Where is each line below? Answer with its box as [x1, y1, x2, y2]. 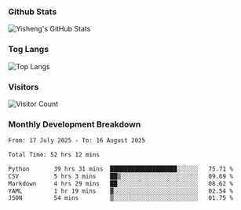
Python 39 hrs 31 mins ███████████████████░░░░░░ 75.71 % [8, 164, 234, 173]
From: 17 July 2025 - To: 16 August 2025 [8, 137, 146, 145]
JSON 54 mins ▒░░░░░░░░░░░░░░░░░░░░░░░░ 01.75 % [8, 194, 234, 202]
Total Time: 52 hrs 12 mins [8, 151, 100, 159]
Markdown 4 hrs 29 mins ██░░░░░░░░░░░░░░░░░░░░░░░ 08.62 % [8, 179, 234, 187]
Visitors [8, 81, 39, 92]
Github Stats [8, 6, 57, 17]
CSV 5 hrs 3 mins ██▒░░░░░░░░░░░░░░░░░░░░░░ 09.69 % [8, 172, 234, 180]
